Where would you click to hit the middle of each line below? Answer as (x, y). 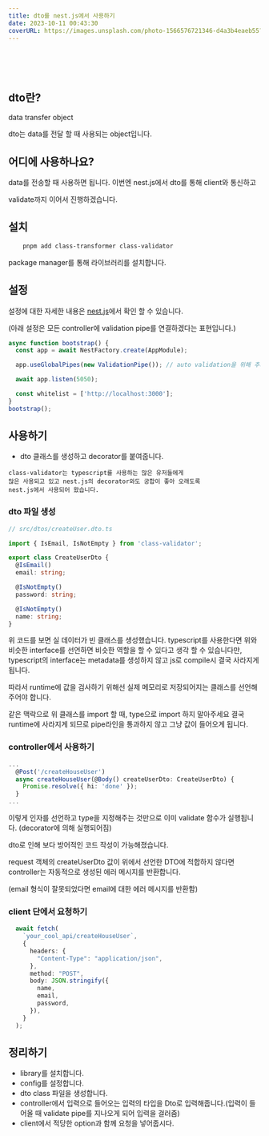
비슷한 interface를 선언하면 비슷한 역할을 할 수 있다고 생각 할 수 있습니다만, (125, 651)
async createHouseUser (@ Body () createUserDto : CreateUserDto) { (125, 779)
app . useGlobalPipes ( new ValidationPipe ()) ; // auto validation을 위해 (133, 365)
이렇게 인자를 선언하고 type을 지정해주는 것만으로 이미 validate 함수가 (117, 818)
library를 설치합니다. (52, 1074)
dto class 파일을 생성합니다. (64, 1094)
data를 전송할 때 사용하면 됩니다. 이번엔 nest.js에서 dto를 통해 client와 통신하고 (132, 182)
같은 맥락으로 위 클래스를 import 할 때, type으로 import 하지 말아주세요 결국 (126, 715)
